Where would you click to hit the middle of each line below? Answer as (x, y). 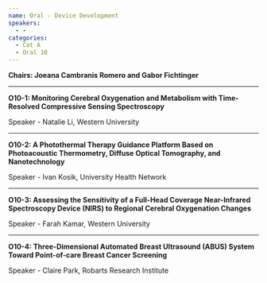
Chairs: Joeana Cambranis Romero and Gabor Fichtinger (103, 75)
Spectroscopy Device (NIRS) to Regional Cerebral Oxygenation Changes (130, 208)
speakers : (25, 23)
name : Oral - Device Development (64, 16)
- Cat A (28, 45)
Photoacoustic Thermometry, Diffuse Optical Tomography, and (114, 153)
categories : (28, 38)
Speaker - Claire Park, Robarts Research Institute (89, 270)
